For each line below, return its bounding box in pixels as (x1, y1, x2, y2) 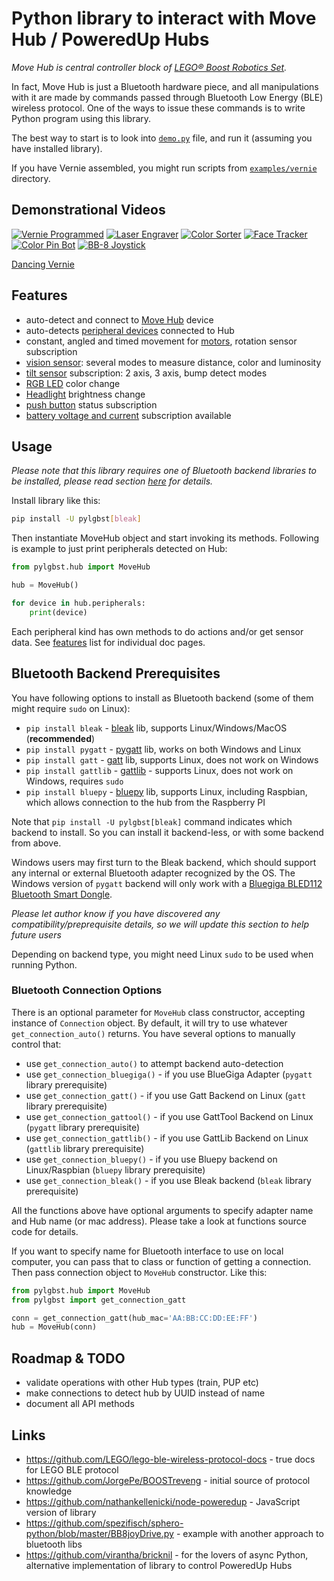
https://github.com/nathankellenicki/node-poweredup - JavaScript (25, 1495, 301, 1507)
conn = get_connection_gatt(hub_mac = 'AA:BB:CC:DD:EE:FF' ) (11, 1313, 258, 1323)
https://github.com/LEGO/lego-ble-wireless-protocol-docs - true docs (25, 1453, 316, 1465)
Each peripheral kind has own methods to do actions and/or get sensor (11, 625, 304, 637)
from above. (11, 837, 62, 849)
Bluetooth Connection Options (11, 983, 163, 997)
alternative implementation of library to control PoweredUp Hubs (25, 1559, 293, 1571)
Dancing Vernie (11, 258, 75, 270)
